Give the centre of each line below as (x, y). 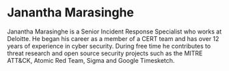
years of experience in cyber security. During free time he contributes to (109, 46)
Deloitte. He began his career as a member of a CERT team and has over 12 (113, 38)
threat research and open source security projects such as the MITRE (105, 53)
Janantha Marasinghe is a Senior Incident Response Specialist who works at (114, 31)
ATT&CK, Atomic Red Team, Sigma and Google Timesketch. (91, 60)
